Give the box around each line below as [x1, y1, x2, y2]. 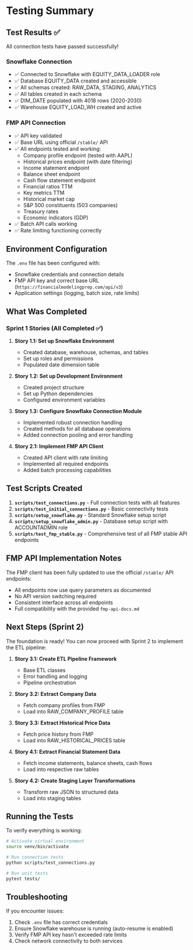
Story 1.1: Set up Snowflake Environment [14, 338, 115, 345]
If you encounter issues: [6, 907, 64, 914]
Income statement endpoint [23, 164, 90, 171]
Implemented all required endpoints [23, 461, 109, 468]
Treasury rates [23, 208, 59, 215]
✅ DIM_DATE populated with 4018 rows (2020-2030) [14, 97, 142, 104]
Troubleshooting [6, 891, 68, 902]
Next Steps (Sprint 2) [6, 622, 85, 632]
